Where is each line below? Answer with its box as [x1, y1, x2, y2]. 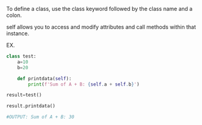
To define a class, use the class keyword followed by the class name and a [6, 5, 193, 12]
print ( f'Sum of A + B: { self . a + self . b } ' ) [28, 81, 140, 87]
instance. [6, 30, 30, 37]
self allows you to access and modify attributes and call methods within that [6, 24, 196, 30]
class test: [6, 53, 36, 59]
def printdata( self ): [17, 75, 72, 81]
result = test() [6, 92, 42, 98]
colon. [6, 12, 22, 19]
